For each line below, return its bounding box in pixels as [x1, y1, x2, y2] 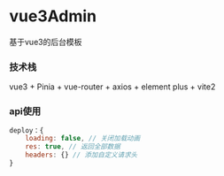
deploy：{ [9, 126, 44, 134]
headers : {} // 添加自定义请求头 [25, 150, 138, 160]
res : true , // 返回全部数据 [25, 142, 121, 151]
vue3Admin [9, 6, 97, 27]
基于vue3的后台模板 [9, 36, 82, 47]
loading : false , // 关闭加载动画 [25, 134, 141, 143]
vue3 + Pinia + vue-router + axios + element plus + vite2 [9, 81, 216, 92]
